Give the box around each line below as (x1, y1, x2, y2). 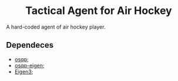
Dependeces (6, 40, 54, 50)
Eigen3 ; (14, 68, 33, 75)
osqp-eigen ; (14, 62, 45, 69)
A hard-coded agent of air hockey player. (6, 23, 106, 30)
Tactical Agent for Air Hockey (25, 4, 172, 17)
